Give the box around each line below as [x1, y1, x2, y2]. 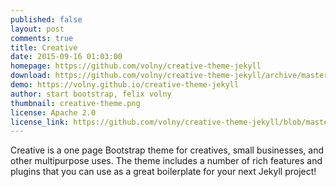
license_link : [10, 117, 70, 127]
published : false [10, 14, 83, 25]
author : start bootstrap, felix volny [10, 89, 172, 99]
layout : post [10, 24, 65, 34]
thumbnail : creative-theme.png [10, 98, 141, 108]
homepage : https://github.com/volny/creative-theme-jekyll [10, 61, 262, 71]
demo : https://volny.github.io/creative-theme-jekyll [10, 80, 240, 90]
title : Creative [10, 42, 78, 53]
